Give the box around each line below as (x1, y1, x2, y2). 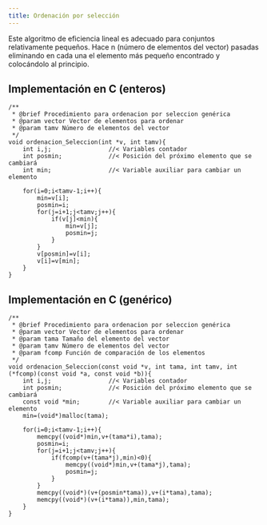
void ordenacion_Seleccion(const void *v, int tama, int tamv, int (8, 363, 238, 372)
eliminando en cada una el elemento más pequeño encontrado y (8, 50, 221, 60)
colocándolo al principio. (8, 59, 90, 69)
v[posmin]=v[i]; (37, 250, 91, 258)
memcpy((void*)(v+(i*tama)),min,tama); (37, 496, 170, 504)
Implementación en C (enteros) (8, 82, 166, 96)
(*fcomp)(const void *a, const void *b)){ (8, 370, 152, 378)
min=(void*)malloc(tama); (22, 412, 110, 420)
